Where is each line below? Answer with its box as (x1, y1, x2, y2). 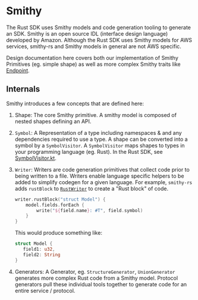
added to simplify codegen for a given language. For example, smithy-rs (14, 178, 193, 185)
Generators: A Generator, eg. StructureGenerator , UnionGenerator (14, 268, 175, 275)
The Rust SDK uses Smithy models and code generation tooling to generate (6, 24, 191, 31)
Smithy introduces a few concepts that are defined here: (6, 100, 144, 107)
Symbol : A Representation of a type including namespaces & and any (14, 129, 183, 136)
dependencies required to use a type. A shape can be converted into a (14, 135, 188, 143)
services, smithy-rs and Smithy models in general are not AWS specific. (6, 43, 181, 50)
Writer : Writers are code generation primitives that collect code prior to (14, 166, 190, 173)
